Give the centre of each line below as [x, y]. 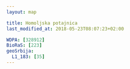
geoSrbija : [20, 51]
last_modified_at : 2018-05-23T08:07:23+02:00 [65, 29]
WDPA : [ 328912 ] [26, 40]
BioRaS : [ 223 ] [24, 45]
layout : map [21, 12]
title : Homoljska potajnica [42, 23]
